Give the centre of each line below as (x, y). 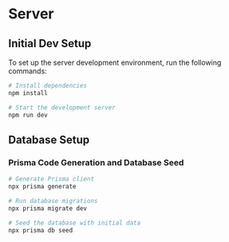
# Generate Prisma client (51, 179)
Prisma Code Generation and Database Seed (96, 162)
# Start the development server (62, 107)
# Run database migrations (53, 200)
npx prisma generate (43, 187)
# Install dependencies (48, 85)
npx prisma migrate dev (48, 208)
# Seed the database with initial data (75, 223)
